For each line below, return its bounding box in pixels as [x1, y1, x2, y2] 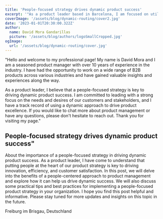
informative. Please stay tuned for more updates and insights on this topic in [5, 194, 158, 200]
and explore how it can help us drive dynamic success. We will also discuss [5, 178, 156, 184]
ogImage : [5, 39, 23, 44]
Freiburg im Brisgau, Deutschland [5, 208, 72, 214]
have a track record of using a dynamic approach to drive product [5, 102, 137, 108]
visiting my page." [5, 118, 41, 124]
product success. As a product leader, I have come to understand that [5, 158, 145, 164]
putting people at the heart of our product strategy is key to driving [5, 163, 139, 168]
